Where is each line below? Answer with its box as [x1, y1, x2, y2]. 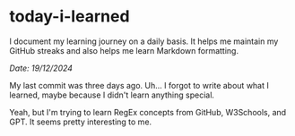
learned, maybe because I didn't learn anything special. [9, 89, 215, 100]
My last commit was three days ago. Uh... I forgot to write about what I [9, 80, 269, 90]
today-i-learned [9, 6, 130, 27]
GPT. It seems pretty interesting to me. [9, 116, 152, 127]
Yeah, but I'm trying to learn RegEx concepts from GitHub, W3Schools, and [9, 106, 287, 117]
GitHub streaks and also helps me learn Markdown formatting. [9, 45, 239, 55]
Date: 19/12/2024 [9, 63, 74, 73]
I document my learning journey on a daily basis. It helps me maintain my [9, 36, 279, 47]
